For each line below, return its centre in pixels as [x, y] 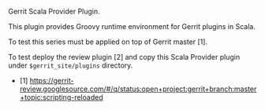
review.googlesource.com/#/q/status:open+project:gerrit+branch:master [138, 89]
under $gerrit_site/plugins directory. [71, 65]
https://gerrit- [52, 81]
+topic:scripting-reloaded [62, 97]
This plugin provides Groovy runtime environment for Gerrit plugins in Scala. [132, 26]
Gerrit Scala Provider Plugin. [54, 11]
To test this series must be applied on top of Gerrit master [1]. [108, 42]
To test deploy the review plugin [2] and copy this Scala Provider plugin [124, 57]
